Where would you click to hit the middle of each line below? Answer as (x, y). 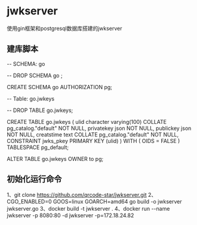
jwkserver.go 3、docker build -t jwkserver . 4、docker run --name (88, 208)
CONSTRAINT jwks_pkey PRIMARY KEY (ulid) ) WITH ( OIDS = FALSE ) (93, 141)
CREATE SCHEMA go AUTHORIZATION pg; (60, 87)
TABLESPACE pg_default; (38, 147)
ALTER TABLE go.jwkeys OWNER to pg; (55, 159)
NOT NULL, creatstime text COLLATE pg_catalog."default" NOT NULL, (93, 134)
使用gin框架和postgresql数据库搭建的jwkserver (64, 28)
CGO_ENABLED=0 (29, 201)
